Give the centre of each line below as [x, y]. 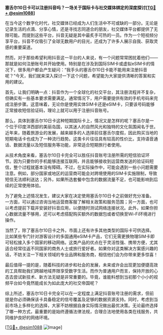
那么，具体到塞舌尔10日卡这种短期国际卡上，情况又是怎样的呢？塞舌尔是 [77, 120]
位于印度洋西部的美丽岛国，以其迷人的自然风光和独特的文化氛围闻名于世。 [83, 127]
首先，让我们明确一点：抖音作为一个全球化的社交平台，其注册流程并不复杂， [81, 92]
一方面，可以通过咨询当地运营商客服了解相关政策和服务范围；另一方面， [77, 202]
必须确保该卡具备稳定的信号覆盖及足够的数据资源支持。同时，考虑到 [86, 299]
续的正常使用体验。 [24, 185]
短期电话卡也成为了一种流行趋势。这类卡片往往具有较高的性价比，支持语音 [79, 139]
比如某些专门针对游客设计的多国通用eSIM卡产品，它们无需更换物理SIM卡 [78, 236]
